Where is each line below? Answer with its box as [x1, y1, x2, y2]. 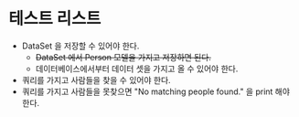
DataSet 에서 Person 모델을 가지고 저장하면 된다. [35, 51, 212, 62]
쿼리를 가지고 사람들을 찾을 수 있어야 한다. [21, 74, 171, 85]
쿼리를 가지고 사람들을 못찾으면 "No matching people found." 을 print [21, 86, 273, 97]
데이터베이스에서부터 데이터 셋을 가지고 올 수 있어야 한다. [35, 63, 239, 74]
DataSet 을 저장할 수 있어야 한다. [21, 40, 140, 51]
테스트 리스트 [8, 8, 101, 29]
